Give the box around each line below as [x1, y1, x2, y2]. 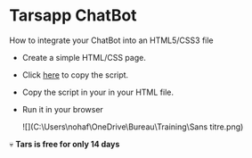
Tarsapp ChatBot [9, 5, 137, 26]
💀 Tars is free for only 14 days [9, 138, 120, 149]
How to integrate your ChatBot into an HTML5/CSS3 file [9, 35, 214, 46]
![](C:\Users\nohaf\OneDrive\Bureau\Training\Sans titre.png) [21, 121, 244, 132]
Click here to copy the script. [21, 69, 129, 80]
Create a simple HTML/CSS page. [21, 52, 147, 62]
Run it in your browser [21, 104, 104, 114]
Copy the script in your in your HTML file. [21, 87, 175, 97]
